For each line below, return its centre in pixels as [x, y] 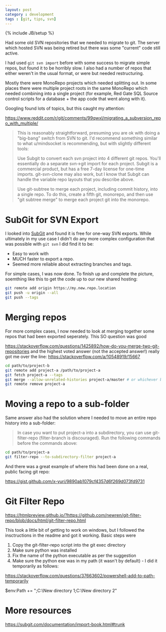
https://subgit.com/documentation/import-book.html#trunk [65, 624]
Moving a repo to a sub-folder [67, 404]
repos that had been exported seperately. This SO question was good [76, 336]
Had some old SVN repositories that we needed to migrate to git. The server [83, 43]
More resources [38, 611]
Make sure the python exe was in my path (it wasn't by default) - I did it [85, 561]
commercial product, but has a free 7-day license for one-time [81, 169]
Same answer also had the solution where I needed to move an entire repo [81, 418]
